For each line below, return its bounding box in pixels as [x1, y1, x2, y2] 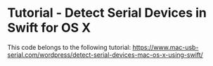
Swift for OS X [7, 20, 91, 36]
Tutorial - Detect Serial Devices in [7, 5, 207, 21]
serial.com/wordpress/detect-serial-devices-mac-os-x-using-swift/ [7, 51, 204, 59]
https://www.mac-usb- [132, 43, 199, 51]
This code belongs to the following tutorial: [7, 43, 131, 51]
